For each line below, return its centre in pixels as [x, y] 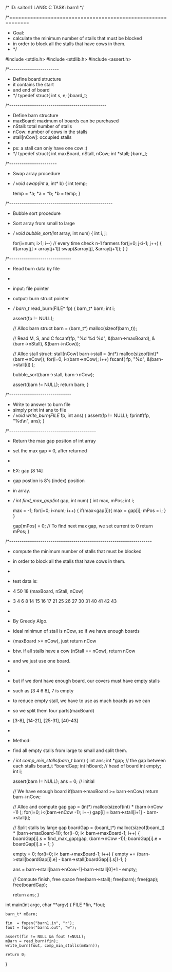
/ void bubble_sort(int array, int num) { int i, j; [60, 233]
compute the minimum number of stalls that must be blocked [77, 551]
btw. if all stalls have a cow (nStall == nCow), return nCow [74, 651]
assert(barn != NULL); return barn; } [51, 384]
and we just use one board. [42, 661]
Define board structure [37, 79]
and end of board [31, 90]
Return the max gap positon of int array [54, 441]
